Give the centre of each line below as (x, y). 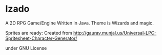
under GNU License (26, 48)
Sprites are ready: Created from (39, 33)
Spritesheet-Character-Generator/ (41, 38)
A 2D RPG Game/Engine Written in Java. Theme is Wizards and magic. (79, 23)
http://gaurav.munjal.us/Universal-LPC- (115, 33)
